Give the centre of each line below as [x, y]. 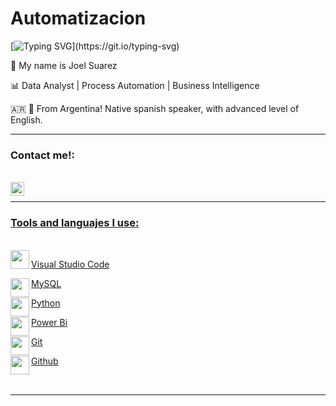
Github [45, 361]
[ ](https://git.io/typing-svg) [95, 46]
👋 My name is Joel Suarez [64, 65]
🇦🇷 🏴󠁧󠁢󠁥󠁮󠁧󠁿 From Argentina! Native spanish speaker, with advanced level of [155, 108]
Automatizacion [78, 18]
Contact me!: [43, 155]
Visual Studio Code [70, 264]
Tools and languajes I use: [75, 223]
